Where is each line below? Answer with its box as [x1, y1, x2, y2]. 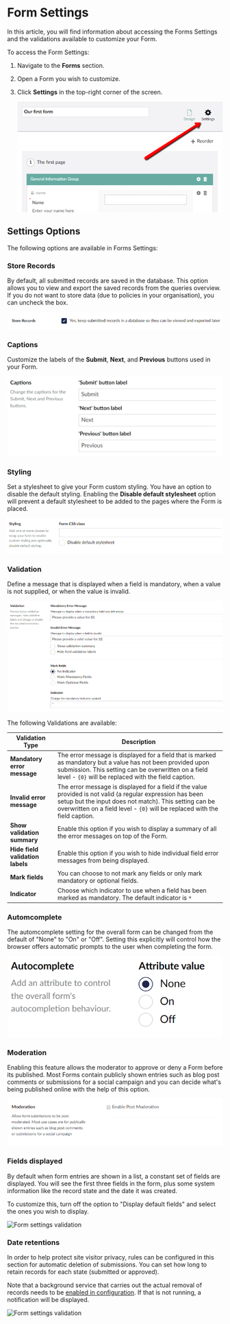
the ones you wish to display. [7, 1207, 89, 1215]
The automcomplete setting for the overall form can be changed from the [7, 928, 214, 937]
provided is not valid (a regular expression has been [57, 790, 203, 798]
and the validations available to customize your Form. [7, 34, 157, 43]
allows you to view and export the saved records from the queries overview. [7, 284, 221, 292]
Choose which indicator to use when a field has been [57, 886, 207, 894]
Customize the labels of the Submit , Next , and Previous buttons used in [7, 355, 211, 364]
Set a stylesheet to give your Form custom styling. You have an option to [7, 482, 212, 491]
